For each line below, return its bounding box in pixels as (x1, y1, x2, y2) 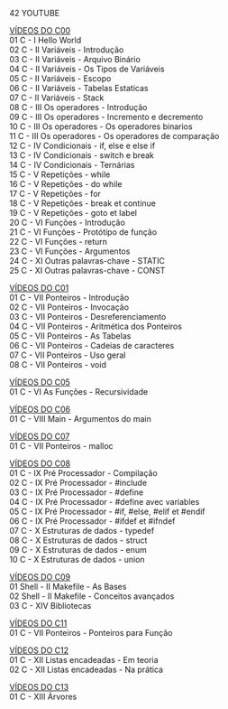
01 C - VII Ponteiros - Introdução (9, 293, 130, 303)
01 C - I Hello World (9, 35, 82, 45)
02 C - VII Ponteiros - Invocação (9, 302, 129, 313)
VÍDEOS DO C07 (9, 431, 70, 442)
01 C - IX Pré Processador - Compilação (9, 468, 158, 478)
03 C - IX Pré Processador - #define (9, 487, 144, 498)
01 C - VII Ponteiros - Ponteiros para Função (9, 628, 173, 638)
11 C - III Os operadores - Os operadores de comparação (9, 131, 220, 141)
